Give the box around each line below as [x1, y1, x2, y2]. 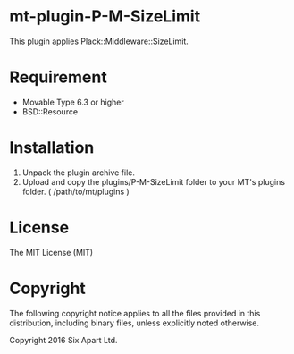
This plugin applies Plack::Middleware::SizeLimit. [9, 36, 189, 46]
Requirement [9, 67, 107, 88]
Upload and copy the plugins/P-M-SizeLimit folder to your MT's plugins [21, 176, 286, 187]
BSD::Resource [21, 105, 79, 117]
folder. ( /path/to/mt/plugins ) [21, 186, 130, 197]
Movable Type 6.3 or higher [21, 97, 125, 107]
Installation [9, 138, 95, 158]
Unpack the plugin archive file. [21, 167, 136, 178]
